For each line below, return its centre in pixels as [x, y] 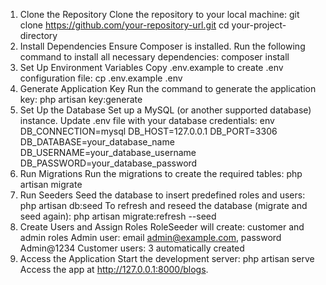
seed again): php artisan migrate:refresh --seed [118, 216]
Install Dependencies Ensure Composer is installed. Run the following [162, 46]
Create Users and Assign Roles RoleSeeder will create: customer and [162, 227]
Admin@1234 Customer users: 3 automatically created [132, 248]
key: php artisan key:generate [81, 99]
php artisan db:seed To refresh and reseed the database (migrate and [163, 205]
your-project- [259, 25]
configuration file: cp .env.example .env [101, 78]
